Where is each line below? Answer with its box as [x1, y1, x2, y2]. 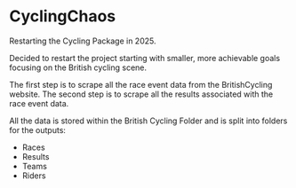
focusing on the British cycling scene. [9, 62, 148, 73]
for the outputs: [9, 124, 67, 135]
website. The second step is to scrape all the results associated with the [9, 89, 274, 99]
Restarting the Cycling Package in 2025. [9, 35, 156, 46]
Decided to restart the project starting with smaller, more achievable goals [9, 52, 281, 63]
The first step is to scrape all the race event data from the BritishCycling [9, 79, 273, 90]
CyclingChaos [9, 6, 116, 27]
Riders [21, 170, 46, 181]
